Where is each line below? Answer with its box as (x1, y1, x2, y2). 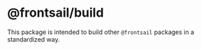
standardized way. (7, 35, 61, 43)
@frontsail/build (7, 5, 104, 21)
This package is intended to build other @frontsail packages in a (7, 28, 195, 36)
